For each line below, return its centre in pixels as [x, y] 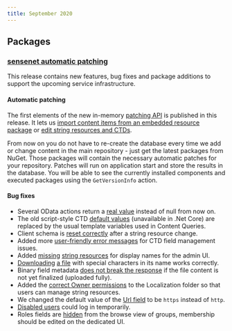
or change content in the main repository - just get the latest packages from [115, 150]
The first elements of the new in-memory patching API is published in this [112, 115]
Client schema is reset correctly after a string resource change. [107, 233]
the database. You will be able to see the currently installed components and [116, 172]
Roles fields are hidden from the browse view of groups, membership [116, 314]
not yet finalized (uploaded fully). [64, 277]
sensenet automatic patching [58, 61]
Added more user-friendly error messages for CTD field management [116, 240]
